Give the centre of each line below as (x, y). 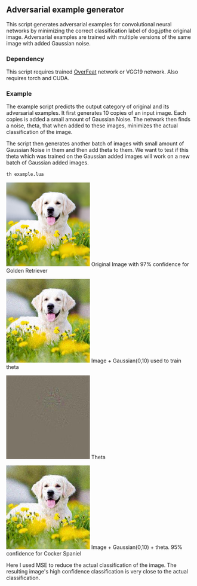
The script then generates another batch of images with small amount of (95, 144)
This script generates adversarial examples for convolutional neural (89, 24)
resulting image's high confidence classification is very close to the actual (97, 572)
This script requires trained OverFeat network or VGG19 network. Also (92, 72)
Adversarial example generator (65, 10)
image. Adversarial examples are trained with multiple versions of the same (98, 37)
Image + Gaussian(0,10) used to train (136, 361)
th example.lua (25, 175)
